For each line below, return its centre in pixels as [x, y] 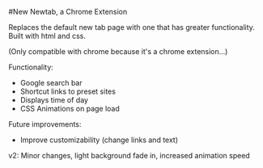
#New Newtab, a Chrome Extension [68, 12]
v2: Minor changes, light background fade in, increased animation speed [129, 155]
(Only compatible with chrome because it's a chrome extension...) [118, 51]
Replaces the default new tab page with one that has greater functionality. [131, 27]
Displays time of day [54, 100]
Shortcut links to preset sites [68, 91]
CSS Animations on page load [70, 109]
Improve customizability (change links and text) [99, 140]
